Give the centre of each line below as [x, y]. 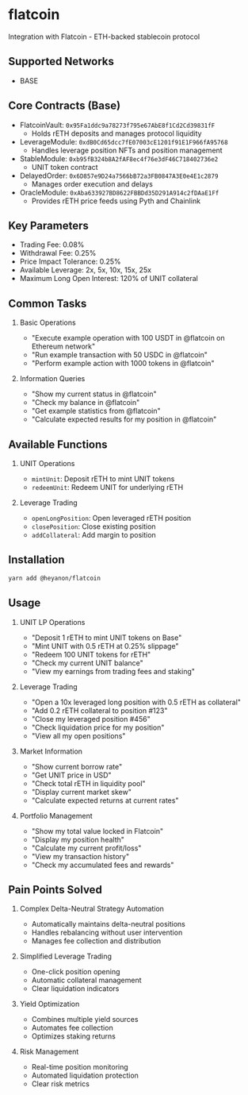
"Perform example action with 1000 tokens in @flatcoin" [123, 364]
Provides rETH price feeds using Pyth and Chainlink [116, 201]
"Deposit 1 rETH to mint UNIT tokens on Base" [107, 638]
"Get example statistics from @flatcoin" [96, 411]
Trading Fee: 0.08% [52, 245]
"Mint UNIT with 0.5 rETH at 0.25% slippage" [105, 646]
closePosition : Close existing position [93, 526]
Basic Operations [48, 322]
